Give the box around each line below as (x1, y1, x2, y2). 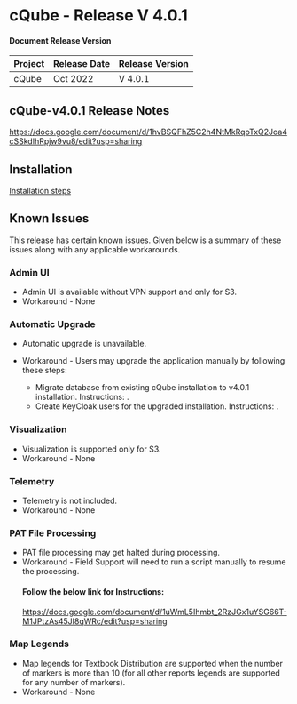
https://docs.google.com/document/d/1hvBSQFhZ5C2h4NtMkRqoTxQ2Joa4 (9, 126, 288, 138)
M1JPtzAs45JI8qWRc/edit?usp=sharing (21, 615, 168, 627)
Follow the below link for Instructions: (21, 586, 165, 596)
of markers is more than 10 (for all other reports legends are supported (21, 668, 281, 678)
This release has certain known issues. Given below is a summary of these (9, 235, 282, 245)
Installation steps (9, 186, 72, 196)
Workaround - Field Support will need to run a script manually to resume (21, 556, 286, 567)
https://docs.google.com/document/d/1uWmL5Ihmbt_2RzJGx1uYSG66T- (21, 606, 288, 617)
